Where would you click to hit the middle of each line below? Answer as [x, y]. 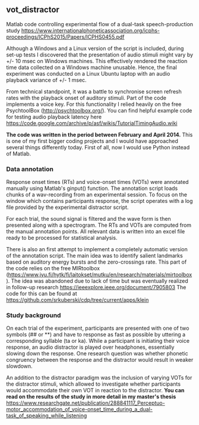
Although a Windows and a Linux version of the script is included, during [95, 48]
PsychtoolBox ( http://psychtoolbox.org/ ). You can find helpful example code [99, 110]
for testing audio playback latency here [54, 117]
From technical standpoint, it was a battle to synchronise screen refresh [94, 91]
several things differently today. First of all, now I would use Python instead [98, 147]
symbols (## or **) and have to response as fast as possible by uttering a [96, 335]
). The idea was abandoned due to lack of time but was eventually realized [97, 281]
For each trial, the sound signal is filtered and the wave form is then [89, 219]
